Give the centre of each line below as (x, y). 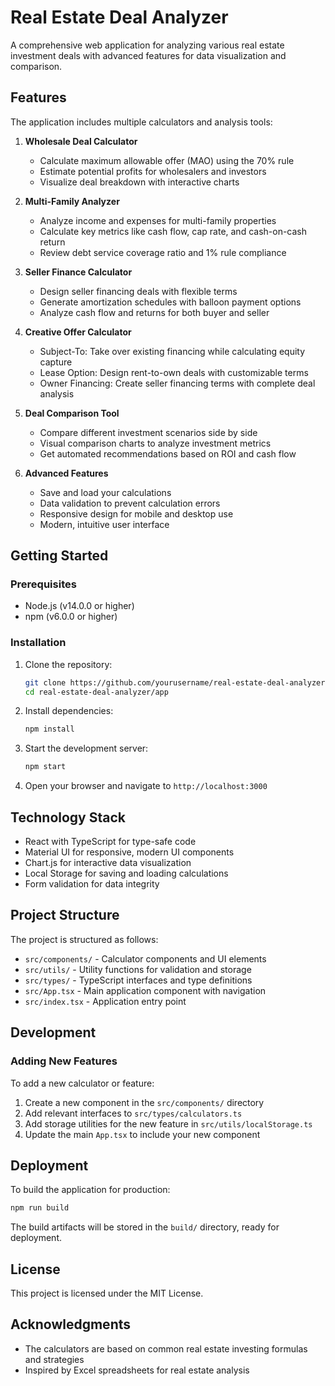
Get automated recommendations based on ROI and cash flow (168, 453)
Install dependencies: (69, 711)
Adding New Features (64, 1061)
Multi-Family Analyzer (72, 201)
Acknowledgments (71, 1324)
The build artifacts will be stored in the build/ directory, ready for (145, 1227)
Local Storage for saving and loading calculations (126, 873)
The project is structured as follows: (84, 939)
